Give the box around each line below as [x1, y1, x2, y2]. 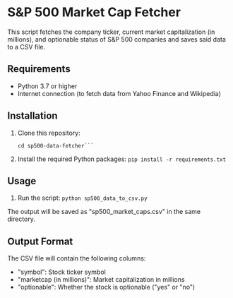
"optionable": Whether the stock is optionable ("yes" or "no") [17, 283, 196, 292]
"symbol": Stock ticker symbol [17, 268, 106, 276]
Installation [7, 110, 58, 122]
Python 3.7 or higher [17, 82, 78, 90]
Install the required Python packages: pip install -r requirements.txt [17, 155, 227, 163]
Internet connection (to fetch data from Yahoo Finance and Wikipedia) [17, 89, 221, 97]
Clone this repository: [17, 129, 80, 137]
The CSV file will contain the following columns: [7, 254, 146, 263]
